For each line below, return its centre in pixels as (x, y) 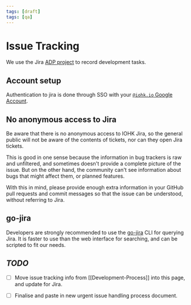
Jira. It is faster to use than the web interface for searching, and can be (92, 239)
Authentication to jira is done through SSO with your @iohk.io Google (89, 95)
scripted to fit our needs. (36, 245)
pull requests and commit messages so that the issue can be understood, (95, 194)
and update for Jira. (38, 284)
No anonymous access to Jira (61, 119)
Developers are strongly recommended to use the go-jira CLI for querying (95, 232)
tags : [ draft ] (23, 11)
